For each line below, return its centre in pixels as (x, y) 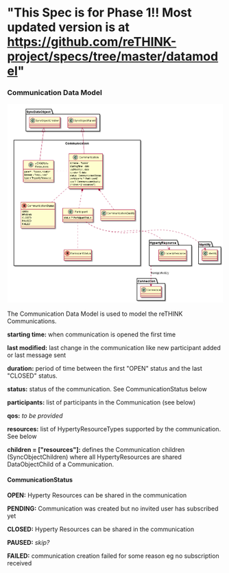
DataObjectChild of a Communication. (61, 464)
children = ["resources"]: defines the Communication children (96, 449)
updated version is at (69, 27)
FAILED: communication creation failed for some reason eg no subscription (113, 556)
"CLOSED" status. (33, 376)
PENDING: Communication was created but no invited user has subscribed (113, 508)
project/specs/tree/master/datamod (113, 57)
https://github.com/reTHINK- (92, 42)
